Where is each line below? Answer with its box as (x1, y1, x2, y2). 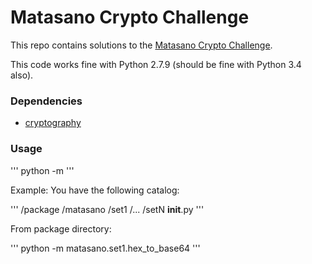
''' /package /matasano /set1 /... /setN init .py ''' (10, 203, 205, 215)
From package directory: (10, 222, 112, 235)
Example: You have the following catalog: (10, 184, 180, 196)
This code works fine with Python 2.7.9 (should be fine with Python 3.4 (10, 58, 302, 70)
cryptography (24, 117, 82, 129)
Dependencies (10, 94, 83, 108)
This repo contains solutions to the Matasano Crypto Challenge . (10, 39, 273, 51)
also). (10, 69, 34, 81)
